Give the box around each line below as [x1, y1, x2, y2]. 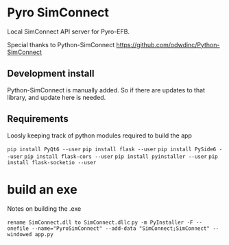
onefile [7, 224, 29, 232]
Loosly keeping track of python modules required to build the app [7, 131, 192, 140]
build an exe [7, 181, 77, 197]
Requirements [7, 113, 69, 125]
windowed [7, 231, 32, 237]
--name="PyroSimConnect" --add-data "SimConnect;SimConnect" [32, 224, 210, 232]
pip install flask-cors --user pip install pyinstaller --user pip [23, 153, 218, 160]
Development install [7, 68, 95, 79]
